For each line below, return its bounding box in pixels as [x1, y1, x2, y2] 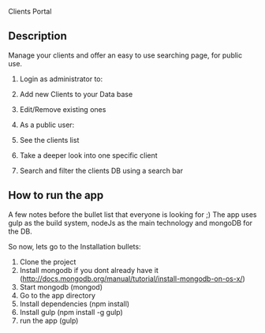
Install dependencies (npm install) [19, 299, 130, 309]
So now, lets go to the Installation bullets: [8, 241, 141, 251]
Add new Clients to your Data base [19, 89, 133, 99]
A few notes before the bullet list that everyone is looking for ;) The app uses [8, 209, 257, 219]
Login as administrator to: [19, 74, 103, 84]
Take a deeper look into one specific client [19, 150, 158, 160]
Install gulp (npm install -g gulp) [19, 307, 124, 316]
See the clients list [19, 135, 80, 144]
